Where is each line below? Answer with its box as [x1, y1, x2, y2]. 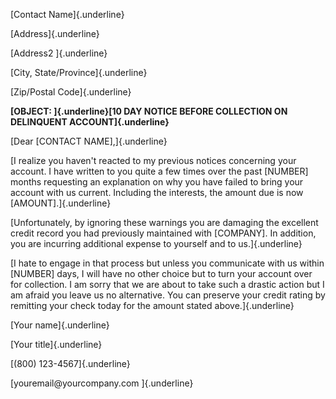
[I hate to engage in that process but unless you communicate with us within [10, 257, 325, 269]
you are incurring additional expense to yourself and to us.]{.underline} [10, 238, 303, 249]
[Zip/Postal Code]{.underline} [10, 86, 132, 98]
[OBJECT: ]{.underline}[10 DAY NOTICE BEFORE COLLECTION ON [10, 105, 288, 117]
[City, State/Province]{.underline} [10, 67, 148, 78]
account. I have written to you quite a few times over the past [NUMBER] [10, 165, 309, 177]
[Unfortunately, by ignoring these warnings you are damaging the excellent [10, 217, 319, 228]
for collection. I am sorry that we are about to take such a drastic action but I [10, 279, 325, 290]
